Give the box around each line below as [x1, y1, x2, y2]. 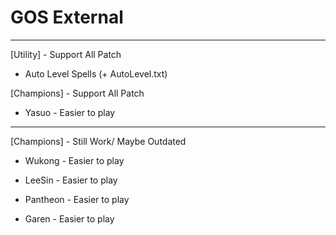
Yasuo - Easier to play [24, 106, 116, 118]
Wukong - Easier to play [24, 154, 125, 166]
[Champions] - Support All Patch [10, 87, 145, 99]
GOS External [10, 6, 124, 29]
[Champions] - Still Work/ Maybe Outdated [10, 135, 187, 147]
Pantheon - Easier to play [24, 193, 130, 205]
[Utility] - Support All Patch [10, 48, 122, 60]
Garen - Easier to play [24, 212, 115, 225]
